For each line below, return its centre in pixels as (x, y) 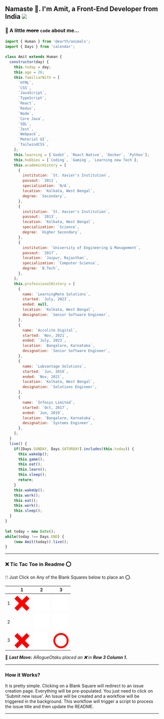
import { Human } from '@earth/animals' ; (48, 41)
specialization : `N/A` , (47, 186)
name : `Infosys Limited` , (49, 402)
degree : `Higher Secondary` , (52, 232)
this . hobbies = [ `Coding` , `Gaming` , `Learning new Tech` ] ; (76, 160)
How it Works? (23, 675)
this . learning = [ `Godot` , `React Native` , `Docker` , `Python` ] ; (82, 155)
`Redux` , (27, 109)
